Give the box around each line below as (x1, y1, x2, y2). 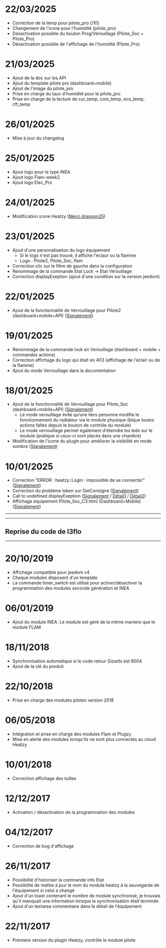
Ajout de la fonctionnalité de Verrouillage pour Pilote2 (12, 307, 121, 313)
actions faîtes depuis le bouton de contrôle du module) (19, 422, 131, 428)
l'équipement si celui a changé (12, 887, 75, 893)
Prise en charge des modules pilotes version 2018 (12, 697, 114, 703)
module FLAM (12, 624, 41, 630)
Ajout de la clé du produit (12, 663, 64, 669)
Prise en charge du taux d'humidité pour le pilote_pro (12, 90, 121, 96)
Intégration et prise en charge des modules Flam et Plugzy (12, 731, 132, 737)
